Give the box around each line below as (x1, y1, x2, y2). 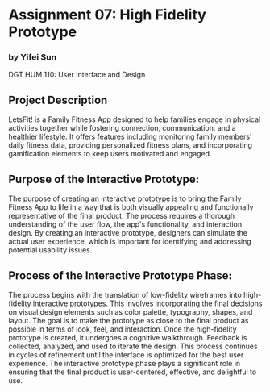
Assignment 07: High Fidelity (8, 6, 207, 24)
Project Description (8, 93, 108, 106)
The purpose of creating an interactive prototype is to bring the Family (8, 194, 242, 203)
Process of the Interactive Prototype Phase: (8, 269, 232, 282)
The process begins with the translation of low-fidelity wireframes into (8, 290, 242, 299)
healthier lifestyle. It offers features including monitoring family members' (8, 131, 252, 142)
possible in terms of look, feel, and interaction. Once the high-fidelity (8, 324, 237, 334)
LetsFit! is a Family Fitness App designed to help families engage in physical (8, 115, 261, 124)
